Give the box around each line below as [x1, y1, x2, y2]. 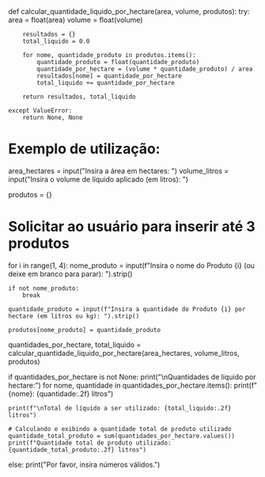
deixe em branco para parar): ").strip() [8, 269, 133, 278]
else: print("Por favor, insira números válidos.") [8, 460, 161, 469]
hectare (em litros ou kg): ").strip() [8, 312, 140, 320]
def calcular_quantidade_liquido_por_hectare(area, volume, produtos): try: [8, 7, 250, 16]
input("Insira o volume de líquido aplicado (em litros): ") [8, 174, 188, 184]
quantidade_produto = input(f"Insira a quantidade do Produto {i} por [8, 305, 246, 313]
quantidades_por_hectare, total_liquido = [8, 340, 142, 349]
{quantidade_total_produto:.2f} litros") [8, 445, 147, 454]
